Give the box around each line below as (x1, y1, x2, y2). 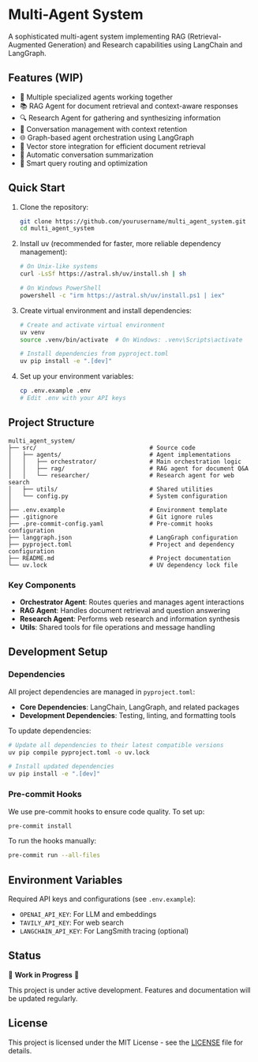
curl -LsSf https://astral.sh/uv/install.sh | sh (19, 270, 187, 278)
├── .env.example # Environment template (8, 506, 227, 514)
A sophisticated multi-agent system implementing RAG (8, 32, 186, 41)
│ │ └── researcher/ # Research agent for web (8, 471, 235, 479)
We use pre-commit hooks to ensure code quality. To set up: (8, 806, 205, 816)
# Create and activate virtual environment (19, 321, 166, 329)
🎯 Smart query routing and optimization (19, 158, 148, 167)
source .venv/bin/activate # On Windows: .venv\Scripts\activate (19, 335, 243, 344)
